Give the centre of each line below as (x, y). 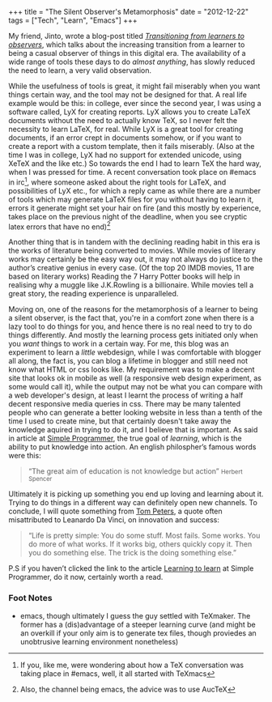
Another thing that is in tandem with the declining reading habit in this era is (134, 242)
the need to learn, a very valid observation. (80, 70)
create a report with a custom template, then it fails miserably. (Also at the (132, 146)
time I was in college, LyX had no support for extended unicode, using (125, 155)
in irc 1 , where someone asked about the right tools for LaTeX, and (117, 181)
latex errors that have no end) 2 (59, 226)
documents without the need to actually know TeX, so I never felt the (123, 120)
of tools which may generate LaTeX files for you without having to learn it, (131, 199)
